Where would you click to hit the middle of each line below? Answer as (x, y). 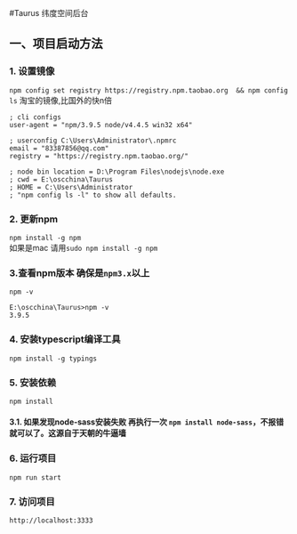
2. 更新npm (34, 219)
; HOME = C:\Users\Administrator (71, 187)
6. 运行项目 (33, 458)
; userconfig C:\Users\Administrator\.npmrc (93, 141)
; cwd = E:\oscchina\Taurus (61, 179)
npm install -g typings (53, 359)
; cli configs (36, 117)
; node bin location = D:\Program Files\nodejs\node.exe (117, 172)
